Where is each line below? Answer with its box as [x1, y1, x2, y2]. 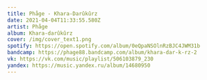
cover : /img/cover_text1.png [7, 36, 92, 43]
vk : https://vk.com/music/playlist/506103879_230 [7, 56, 154, 63]
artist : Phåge [7, 23, 49, 30]
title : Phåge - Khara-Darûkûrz [7, 10, 98, 17]
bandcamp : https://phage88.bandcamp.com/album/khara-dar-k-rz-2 [7, 49, 197, 56]
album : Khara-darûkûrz [7, 29, 73, 37]
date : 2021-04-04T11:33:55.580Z [7, 17, 101, 24]
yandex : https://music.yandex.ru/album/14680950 [7, 62, 151, 69]
